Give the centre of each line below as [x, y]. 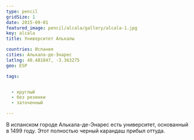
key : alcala [21, 33]
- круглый [23, 92]
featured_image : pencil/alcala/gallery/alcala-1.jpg [72, 28]
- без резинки [28, 97]
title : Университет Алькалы [40, 39]
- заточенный [27, 103]
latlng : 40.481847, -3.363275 [43, 60]
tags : [13, 76]
